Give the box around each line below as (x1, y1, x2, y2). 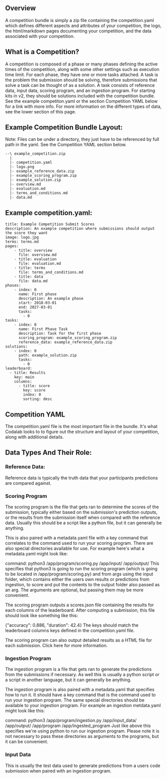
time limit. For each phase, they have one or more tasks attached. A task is (5, 71, 159, 77)
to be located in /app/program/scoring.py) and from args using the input (5, 571, 154, 577)
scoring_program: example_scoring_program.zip (18, 336, 117, 341)
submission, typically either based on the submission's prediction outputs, (5, 509, 158, 515)
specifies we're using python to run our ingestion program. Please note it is (5, 728, 160, 734)
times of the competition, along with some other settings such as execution (5, 66, 160, 72)
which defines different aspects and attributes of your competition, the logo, (5, 22, 162, 28)
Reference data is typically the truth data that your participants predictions (5, 474, 158, 481)
